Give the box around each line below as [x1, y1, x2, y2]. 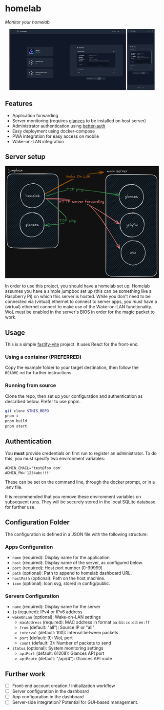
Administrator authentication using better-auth [12, 123, 106, 129]
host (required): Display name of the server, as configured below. [12, 559, 143, 565]
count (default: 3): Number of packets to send [19, 640, 111, 646]
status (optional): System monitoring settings [12, 645, 103, 651]
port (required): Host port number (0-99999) [12, 565, 103, 571]
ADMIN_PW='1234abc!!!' [5, 470, 51, 475]
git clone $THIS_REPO [5, 409, 49, 413]
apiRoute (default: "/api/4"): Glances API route [19, 656, 112, 662]
